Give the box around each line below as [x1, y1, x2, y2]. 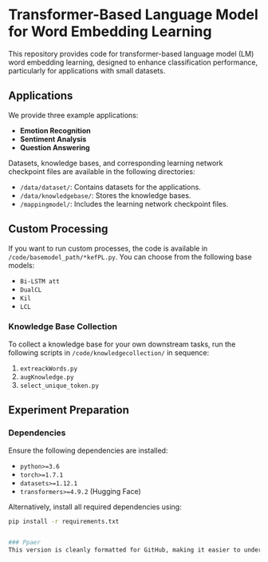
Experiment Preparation [8, 403, 130, 417]
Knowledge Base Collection [8, 321, 118, 332]
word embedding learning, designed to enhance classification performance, [8, 57, 258, 67]
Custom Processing [8, 222, 108, 236]
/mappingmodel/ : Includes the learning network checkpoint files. [19, 199, 229, 208]
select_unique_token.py [19, 382, 100, 390]
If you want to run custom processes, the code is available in [8, 243, 208, 253]
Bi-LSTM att [19, 277, 60, 285]
